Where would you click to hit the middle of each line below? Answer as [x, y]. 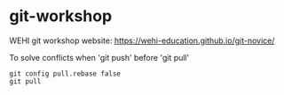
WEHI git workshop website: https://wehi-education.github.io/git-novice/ [142, 40]
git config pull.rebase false [65, 73]
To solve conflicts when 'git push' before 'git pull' [99, 57]
